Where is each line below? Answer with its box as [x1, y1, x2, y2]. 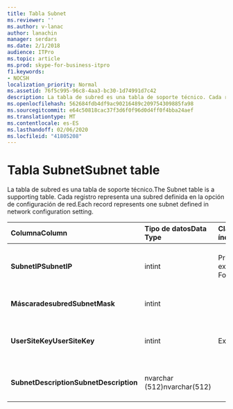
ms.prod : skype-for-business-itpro [7, 62, 110, 69]
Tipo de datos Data [144, 224, 207, 234]
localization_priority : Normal [7, 81, 98, 88]
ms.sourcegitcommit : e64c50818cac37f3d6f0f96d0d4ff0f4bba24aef [7, 107, 194, 114]
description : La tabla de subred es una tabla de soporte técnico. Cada [7, 94, 222, 101]
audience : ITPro [7, 49, 54, 56]
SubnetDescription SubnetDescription [10, 378, 138, 388]
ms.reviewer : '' [7, 17, 54, 24]
